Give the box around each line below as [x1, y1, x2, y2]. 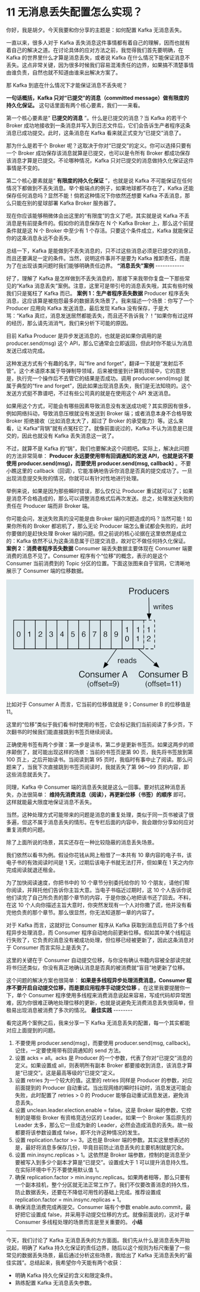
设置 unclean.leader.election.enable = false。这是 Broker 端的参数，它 [14, 1106, 186, 1114]
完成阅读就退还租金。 [6, 866, 58, 873]
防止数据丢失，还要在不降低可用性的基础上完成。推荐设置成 [14, 1188, 161, 1195]
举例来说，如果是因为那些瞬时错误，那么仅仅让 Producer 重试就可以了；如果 [6, 487, 193, 494]
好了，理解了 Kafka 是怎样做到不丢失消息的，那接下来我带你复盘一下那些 [6, 275, 185, 282]
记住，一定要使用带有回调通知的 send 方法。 [14, 1047, 124, 1054]
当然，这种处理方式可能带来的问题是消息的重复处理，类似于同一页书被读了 [6, 811, 189, 818]
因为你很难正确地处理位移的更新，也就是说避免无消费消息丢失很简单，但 [16, 999, 194, 1006]
